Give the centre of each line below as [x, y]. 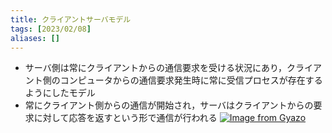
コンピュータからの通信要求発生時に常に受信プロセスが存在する [191, 80]
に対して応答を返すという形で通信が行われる [125, 118]
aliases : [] [35, 38]
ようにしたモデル [60, 93]
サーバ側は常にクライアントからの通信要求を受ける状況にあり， [156, 68]
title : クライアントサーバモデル [71, 19]
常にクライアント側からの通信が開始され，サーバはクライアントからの [169, 105]
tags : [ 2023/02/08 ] [51, 29]
